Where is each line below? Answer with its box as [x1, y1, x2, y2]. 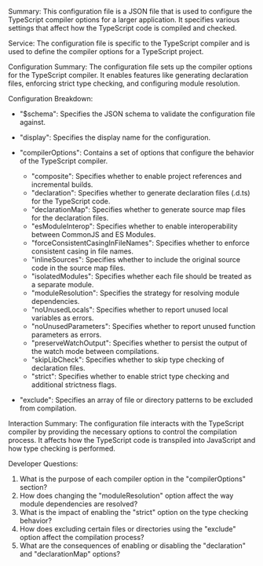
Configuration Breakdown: [8, 94, 93, 103]
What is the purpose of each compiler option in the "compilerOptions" [19, 474, 246, 484]
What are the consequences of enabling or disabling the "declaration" [19, 541, 246, 550]
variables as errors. [31, 313, 94, 323]
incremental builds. [31, 180, 93, 189]
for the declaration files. [31, 214, 109, 222]
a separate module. [31, 280, 94, 289]
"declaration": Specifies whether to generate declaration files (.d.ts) [31, 188, 250, 197]
